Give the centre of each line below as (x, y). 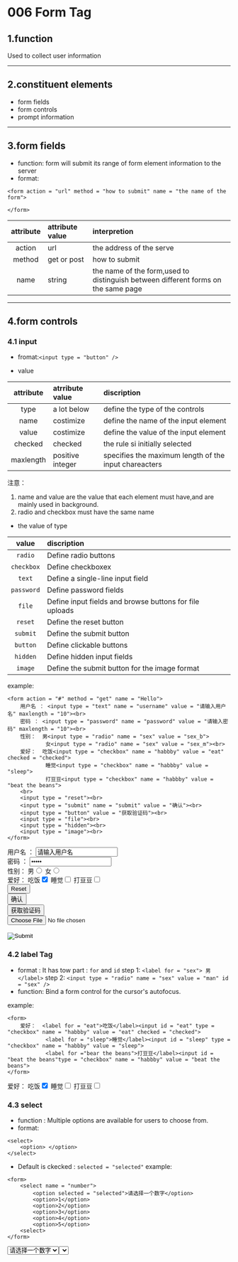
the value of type (42, 526)
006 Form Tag (50, 12)
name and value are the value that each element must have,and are (116, 497)
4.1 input (22, 341)
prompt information (46, 117)
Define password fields (85, 590)
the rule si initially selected (147, 444)
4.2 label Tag (30, 955)
